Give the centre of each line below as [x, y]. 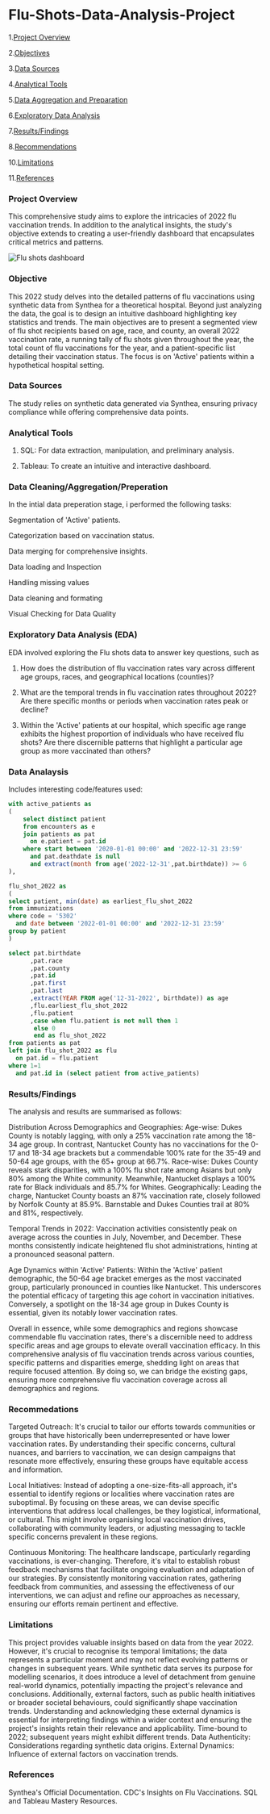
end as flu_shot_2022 [70, 1036]
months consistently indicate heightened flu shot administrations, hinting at [133, 1245]
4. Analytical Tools [38, 84]
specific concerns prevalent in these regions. [83, 1537]
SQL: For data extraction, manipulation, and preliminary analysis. [127, 450]
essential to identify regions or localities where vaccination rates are [122, 1494]
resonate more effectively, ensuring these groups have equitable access [128, 1461]
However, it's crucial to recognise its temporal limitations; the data [118, 1651]
